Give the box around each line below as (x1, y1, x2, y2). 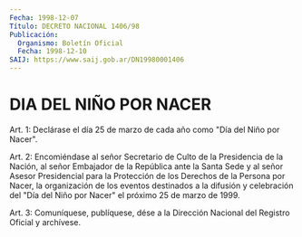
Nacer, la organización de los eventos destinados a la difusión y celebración (9, 180, 294, 191)
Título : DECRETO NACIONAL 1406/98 (9, 22, 141, 31)
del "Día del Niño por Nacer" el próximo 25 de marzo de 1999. (9, 189, 240, 200)
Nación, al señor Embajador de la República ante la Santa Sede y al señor (9, 160, 284, 172)
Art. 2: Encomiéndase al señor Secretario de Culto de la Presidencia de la (9, 151, 284, 162)
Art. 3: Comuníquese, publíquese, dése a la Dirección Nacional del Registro (9, 207, 290, 218)
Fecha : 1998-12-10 (17, 47, 88, 56)
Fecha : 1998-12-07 (9, 13, 79, 23)
